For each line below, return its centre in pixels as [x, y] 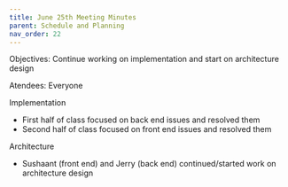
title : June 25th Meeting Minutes [73, 17]
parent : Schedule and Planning [67, 26]
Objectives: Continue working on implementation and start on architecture [144, 59]
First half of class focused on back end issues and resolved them [141, 120]
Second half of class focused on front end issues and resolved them [147, 129]
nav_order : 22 [35, 34]
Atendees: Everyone [46, 86]
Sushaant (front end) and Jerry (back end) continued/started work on [149, 164]
